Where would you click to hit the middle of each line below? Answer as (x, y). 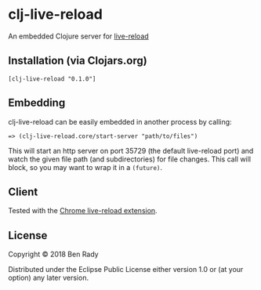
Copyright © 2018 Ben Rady (54, 254)
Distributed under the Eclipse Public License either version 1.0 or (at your (126, 270)
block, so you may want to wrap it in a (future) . (85, 167)
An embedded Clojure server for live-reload (78, 36)
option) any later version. (48, 278)
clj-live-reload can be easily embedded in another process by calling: (120, 121)
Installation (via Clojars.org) (78, 61)
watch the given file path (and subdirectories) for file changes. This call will (130, 159)
